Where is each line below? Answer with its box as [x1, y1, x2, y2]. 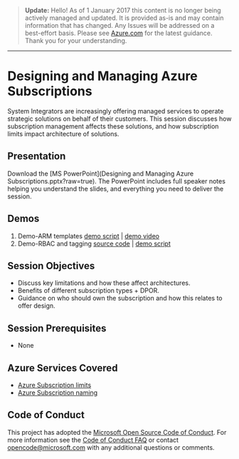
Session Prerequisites [7, 322, 107, 334]
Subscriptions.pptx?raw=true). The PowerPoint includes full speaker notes [7, 176, 226, 185]
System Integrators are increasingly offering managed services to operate [7, 106, 224, 115]
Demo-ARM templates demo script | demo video [17, 231, 160, 240]
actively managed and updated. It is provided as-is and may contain [24, 14, 224, 22]
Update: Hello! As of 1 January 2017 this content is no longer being [24, 6, 222, 14]
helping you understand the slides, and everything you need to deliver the [7, 184, 224, 193]
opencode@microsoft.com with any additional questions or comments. [7, 443, 215, 452]
